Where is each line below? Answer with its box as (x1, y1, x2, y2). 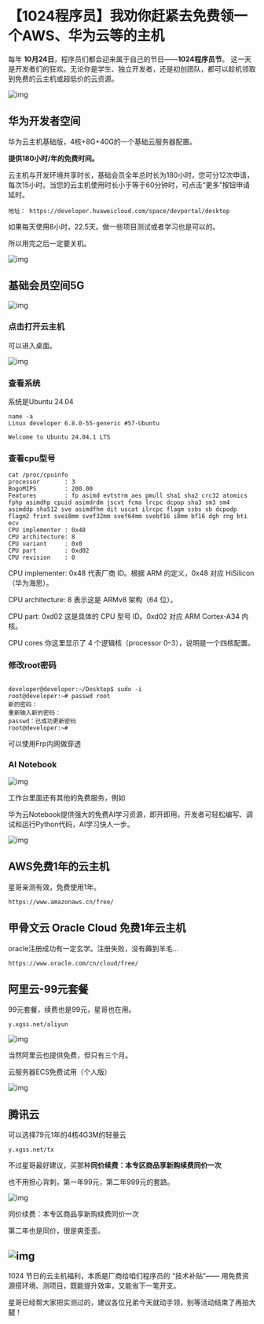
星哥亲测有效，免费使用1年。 (8, 882, 101, 892)
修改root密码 (8, 660, 57, 671)
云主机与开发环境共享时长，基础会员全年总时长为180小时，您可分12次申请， (8, 170, 254, 179)
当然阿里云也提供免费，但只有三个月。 (8, 1050, 132, 1060)
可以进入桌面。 (8, 340, 57, 350)
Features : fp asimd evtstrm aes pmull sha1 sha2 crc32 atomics (8, 492, 247, 500)
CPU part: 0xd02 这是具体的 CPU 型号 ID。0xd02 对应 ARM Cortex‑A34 (8, 612, 240, 621)
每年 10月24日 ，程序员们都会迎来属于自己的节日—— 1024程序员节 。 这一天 (8, 54, 251, 64)
